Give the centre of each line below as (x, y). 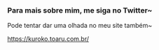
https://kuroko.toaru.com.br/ (48, 39)
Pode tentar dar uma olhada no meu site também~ (80, 26)
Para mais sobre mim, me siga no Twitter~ (80, 10)
